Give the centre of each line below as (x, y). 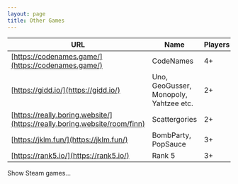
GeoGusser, (172, 86)
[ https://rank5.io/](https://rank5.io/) (70, 155)
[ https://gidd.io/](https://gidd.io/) (66, 90)
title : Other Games (36, 21)
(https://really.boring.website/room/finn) (78, 123)
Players (217, 45)
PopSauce (169, 144)
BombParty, (171, 135)
